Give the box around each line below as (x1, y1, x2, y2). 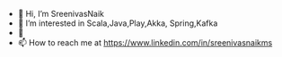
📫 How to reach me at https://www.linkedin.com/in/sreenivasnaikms (17, 37, 273, 48)
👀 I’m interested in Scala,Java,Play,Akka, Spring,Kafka (17, 18, 218, 28)
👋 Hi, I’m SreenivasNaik (17, 9, 105, 19)
